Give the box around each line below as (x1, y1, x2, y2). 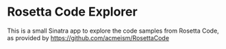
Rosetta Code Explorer (7, 4, 138, 20)
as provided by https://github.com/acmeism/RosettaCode (7, 33, 170, 42)
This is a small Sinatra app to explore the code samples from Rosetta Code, (7, 27, 219, 35)
